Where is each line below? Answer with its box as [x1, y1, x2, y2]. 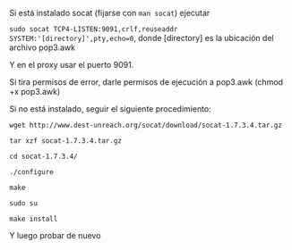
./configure [9, 168, 54, 177]
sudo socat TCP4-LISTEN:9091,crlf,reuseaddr [9, 25, 178, 34]
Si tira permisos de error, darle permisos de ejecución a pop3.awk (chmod [9, 77, 284, 87]
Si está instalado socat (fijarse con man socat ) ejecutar [9, 8, 210, 18]
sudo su [9, 199, 39, 208]
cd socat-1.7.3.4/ [9, 152, 78, 161]
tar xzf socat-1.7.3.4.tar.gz [9, 137, 123, 146]
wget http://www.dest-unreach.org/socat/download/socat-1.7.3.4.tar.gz [9, 121, 282, 129]
